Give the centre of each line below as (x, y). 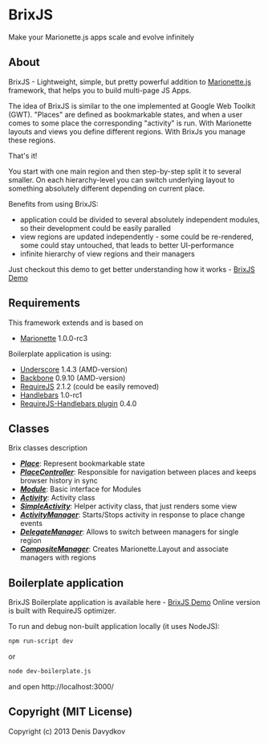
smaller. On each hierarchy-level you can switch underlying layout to (122, 179)
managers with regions (58, 557)
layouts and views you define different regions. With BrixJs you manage (127, 131)
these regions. (32, 140)
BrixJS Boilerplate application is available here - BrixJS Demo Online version (134, 602)
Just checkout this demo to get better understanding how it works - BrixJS (132, 269)
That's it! (23, 155)
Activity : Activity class (57, 498)
